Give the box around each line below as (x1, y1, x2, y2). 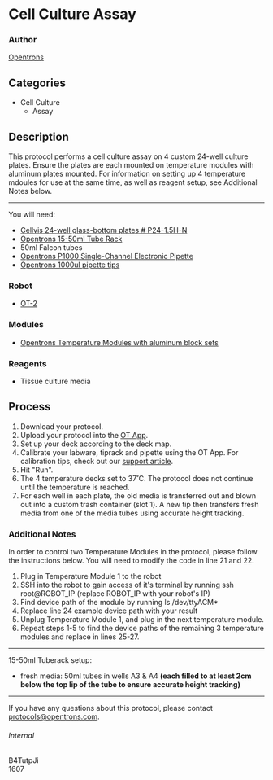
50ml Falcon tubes (19, 243, 83, 252)
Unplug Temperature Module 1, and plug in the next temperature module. (19, 615, 264, 624)
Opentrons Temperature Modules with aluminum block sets (19, 337, 219, 347)
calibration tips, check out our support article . (19, 456, 174, 466)
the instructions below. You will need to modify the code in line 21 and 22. (8, 555, 254, 566)
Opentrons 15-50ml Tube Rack (19, 234, 123, 244)
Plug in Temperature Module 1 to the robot (19, 572, 162, 581)
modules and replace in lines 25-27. (19, 632, 140, 642)
